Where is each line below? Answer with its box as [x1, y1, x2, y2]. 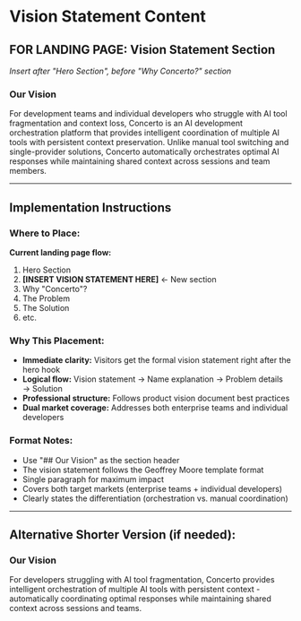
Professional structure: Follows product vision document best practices [21, 392, 290, 404]
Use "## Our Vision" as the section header [21, 454, 180, 465]
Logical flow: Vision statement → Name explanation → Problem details [21, 374, 284, 384]
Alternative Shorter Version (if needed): [9, 527, 236, 542]
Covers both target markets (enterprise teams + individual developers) [21, 483, 283, 494]
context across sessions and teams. [9, 603, 142, 614]
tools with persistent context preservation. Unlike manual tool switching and [9, 137, 289, 148]
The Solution [21, 302, 70, 313]
